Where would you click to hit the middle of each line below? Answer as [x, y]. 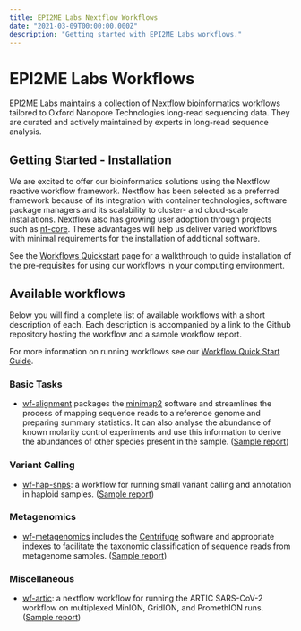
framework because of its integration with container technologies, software [148, 200]
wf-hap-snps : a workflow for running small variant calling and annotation [157, 484]
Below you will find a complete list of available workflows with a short [138, 315]
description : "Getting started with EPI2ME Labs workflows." [126, 34]
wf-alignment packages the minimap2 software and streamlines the [147, 404]
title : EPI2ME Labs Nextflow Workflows [84, 17]
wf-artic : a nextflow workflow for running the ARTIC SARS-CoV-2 [142, 598]
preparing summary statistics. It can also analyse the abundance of [146, 422]
